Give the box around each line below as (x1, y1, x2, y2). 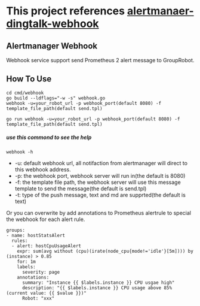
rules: (11, 238, 28, 244)
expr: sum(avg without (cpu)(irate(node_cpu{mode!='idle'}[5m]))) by (17, 248, 194, 254)
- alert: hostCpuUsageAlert (11, 243, 82, 249)
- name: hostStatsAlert (6, 232, 66, 238)
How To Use (6, 74, 52, 84)
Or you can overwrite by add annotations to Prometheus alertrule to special (6, 209, 191, 216)
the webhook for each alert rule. (6, 216, 85, 223)
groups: (6, 227, 26, 233)
